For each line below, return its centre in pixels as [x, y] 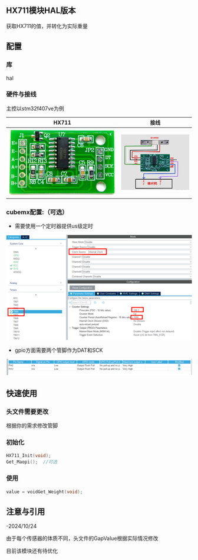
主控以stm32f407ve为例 [35, 108]
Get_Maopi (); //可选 [32, 462]
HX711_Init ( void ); [29, 456]
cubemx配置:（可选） [37, 212]
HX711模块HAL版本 [41, 11]
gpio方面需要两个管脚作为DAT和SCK [59, 350]
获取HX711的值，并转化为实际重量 [47, 26]
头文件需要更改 [27, 412]
